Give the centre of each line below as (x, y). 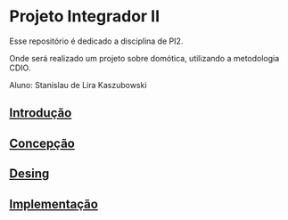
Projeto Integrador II (85, 16)
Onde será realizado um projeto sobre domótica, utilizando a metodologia (144, 58)
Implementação (53, 204)
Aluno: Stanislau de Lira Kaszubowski (78, 85)
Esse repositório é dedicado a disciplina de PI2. (96, 41)
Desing (29, 174)
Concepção (42, 143)
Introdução (41, 113)
